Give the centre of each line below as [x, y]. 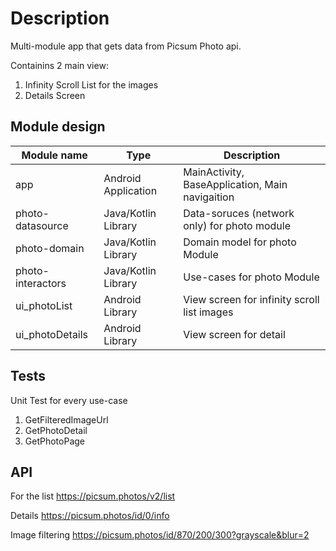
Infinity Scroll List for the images [91, 84]
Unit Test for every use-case [69, 400]
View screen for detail [234, 334]
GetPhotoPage [54, 441]
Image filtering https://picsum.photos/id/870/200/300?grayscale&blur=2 [160, 535]
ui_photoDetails [52, 334]
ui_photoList [44, 305]
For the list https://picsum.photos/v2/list [93, 496]
